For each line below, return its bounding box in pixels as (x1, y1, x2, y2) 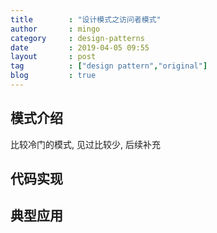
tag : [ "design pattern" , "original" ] (10, 61, 208, 71)
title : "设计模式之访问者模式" (10, 14, 162, 25)
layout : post (10, 52, 97, 62)
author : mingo (10, 24, 101, 34)
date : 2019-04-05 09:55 (10, 42, 150, 53)
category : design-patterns (10, 33, 145, 43)
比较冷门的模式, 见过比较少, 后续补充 (10, 138, 161, 150)
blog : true (10, 71, 97, 81)
